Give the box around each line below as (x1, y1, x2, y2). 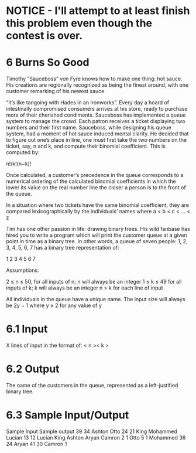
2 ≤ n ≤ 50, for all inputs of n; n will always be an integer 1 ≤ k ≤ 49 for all (6, 278, 182, 285)
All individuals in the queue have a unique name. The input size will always (6, 296, 185, 303)
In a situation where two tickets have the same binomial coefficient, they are (6, 202, 189, 209)
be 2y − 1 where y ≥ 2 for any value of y (6, 302, 102, 309)
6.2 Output (6, 362, 60, 376)
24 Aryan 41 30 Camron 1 (6, 440, 67, 447)
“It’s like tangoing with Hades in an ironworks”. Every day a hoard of (6, 99, 170, 106)
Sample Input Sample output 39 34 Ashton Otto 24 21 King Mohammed (6, 428, 177, 435)
